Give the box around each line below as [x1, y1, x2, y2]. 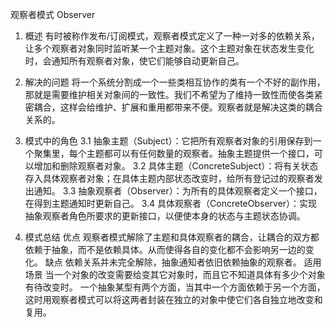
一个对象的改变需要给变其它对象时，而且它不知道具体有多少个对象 [53, 269, 326, 280]
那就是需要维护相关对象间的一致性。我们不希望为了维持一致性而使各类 [24, 89, 315, 100]
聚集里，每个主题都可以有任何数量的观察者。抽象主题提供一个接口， [33, 148, 315, 159]
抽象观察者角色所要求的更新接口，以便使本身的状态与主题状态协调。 [24, 210, 306, 222]
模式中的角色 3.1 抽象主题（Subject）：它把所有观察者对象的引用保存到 [24, 135, 313, 147]
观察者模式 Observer [10, 9, 96, 20]
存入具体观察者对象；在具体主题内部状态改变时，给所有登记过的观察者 [24, 173, 315, 184]
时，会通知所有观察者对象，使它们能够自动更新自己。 [24, 55, 245, 67]
